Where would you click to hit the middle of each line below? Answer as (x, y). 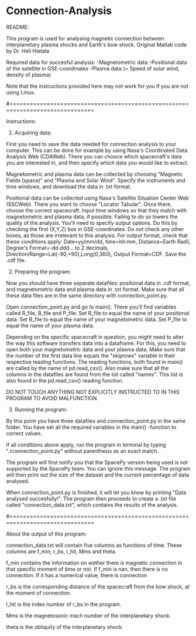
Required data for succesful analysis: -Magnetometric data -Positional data (97, 62)
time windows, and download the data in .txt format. (69, 187)
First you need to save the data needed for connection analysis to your (91, 144)
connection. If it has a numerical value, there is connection (77, 575)
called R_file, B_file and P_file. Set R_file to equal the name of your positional (98, 313)
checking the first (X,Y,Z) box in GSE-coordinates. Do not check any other (95, 229)
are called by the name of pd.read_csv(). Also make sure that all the (87, 368)
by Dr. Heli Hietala (28, 50)
